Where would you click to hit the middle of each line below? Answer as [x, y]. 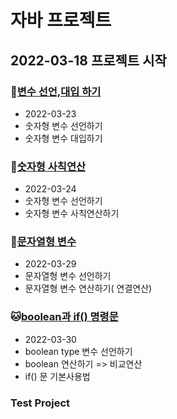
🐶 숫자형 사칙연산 [48, 166]
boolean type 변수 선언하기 [78, 351]
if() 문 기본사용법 [57, 376]
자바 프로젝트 [61, 20]
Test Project [40, 403]
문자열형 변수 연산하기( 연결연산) [88, 288]
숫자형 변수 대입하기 [63, 138]
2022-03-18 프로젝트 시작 [88, 60]
